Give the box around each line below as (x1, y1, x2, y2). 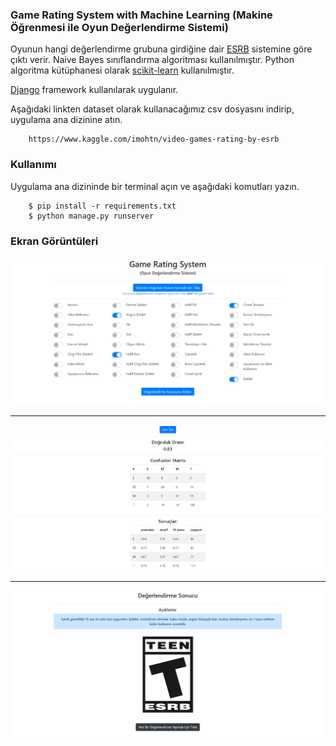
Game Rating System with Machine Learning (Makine (10, 8, 273, 22)
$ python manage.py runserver (28, 211, 155, 221)
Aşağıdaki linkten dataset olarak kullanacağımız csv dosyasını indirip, (10, 103, 295, 115)
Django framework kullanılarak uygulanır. (10, 84, 179, 96)
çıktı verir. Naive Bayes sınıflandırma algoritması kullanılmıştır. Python (10, 54, 295, 66)
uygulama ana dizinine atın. (10, 114, 123, 126)
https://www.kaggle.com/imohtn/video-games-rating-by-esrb (28, 134, 280, 145)
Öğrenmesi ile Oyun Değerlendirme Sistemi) (10, 20, 229, 34)
